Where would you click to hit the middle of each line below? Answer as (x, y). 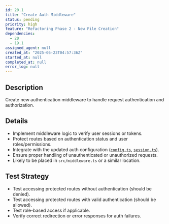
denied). (21, 194)
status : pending (22, 19)
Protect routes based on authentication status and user (70, 138)
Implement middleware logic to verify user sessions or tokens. (78, 133)
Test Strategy (27, 176)
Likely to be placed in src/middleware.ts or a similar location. (76, 160)
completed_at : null (26, 62)
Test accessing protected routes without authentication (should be (82, 188)
